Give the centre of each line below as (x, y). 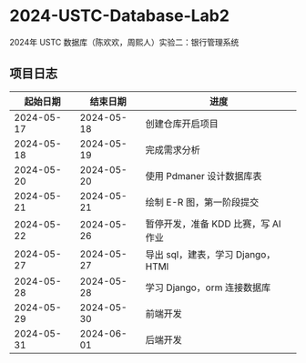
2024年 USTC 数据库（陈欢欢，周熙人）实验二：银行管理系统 (124, 42)
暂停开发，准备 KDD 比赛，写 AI (213, 224)
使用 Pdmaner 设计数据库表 (204, 176)
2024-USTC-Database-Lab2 (120, 16)
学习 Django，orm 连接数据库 (208, 287)
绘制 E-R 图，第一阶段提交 (202, 202)
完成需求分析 (173, 149)
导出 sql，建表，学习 (189, 254)
